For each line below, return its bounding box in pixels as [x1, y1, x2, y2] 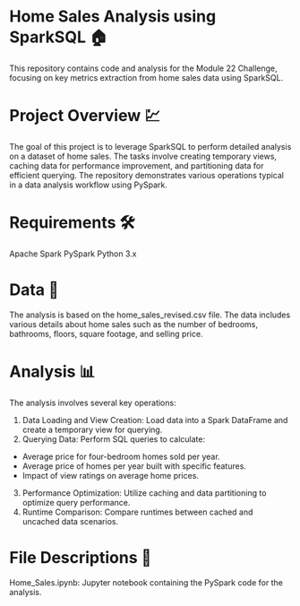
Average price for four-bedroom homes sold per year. [21, 451, 221, 462]
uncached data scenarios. [21, 515, 119, 526]
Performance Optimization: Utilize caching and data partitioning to [21, 487, 267, 498]
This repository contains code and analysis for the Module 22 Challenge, [9, 63, 278, 74]
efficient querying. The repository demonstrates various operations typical [9, 169, 285, 180]
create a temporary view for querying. [21, 424, 163, 435]
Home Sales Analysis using [9, 6, 217, 27]
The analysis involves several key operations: [9, 397, 176, 408]
